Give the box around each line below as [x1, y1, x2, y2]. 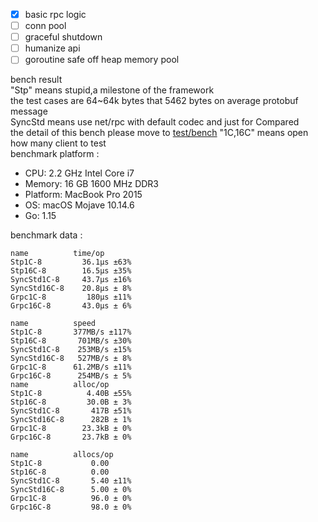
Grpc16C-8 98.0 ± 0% [10, 502, 132, 513]
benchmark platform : [10, 148, 100, 160]
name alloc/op [10, 380, 110, 390]
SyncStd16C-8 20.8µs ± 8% [10, 284, 132, 294]
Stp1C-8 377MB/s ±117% [10, 327, 132, 338]
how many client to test [10, 137, 107, 149]
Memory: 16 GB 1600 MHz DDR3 [24, 178, 160, 190]
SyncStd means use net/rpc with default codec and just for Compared [10, 116, 300, 128]
